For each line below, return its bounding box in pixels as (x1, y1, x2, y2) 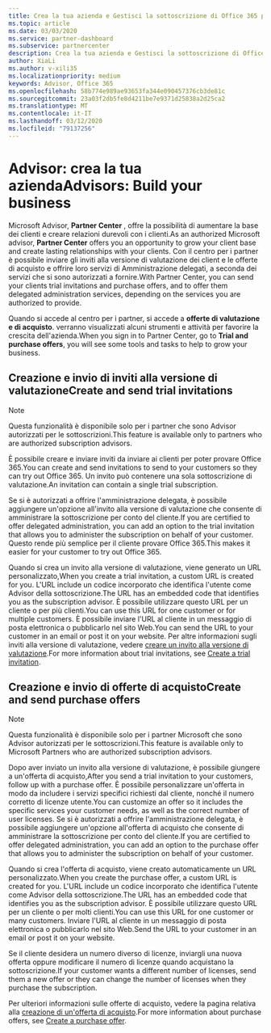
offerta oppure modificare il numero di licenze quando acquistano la (8, 957, 234, 967)
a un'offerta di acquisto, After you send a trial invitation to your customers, (8, 771, 254, 781)
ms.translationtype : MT (8, 102, 89, 110)
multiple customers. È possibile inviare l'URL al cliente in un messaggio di (8, 613, 252, 623)
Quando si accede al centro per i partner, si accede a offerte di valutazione (8, 313, 261, 323)
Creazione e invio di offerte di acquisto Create (8, 680, 242, 694)
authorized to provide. (8, 297, 82, 307)
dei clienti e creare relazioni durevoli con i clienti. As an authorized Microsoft (8, 229, 261, 238)
